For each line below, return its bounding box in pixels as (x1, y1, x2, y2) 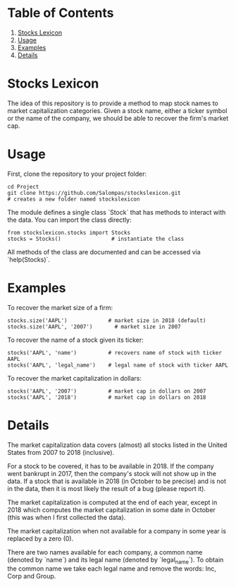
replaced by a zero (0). (7, 534, 74, 542)
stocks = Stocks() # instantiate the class (7, 235, 185, 242)
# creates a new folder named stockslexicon (7, 196, 140, 203)
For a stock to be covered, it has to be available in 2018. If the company (7, 461, 214, 470)
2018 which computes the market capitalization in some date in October (7, 505, 216, 514)
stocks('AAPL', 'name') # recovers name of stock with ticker (7, 349, 222, 356)
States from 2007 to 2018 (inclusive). (7, 448, 115, 456)
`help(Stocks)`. (7, 255, 51, 263)
